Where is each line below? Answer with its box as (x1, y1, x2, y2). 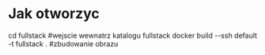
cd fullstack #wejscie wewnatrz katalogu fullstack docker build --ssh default (8, 31, 258, 40)
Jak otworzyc (8, 5, 100, 23)
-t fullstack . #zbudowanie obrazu (8, 38, 119, 48)
